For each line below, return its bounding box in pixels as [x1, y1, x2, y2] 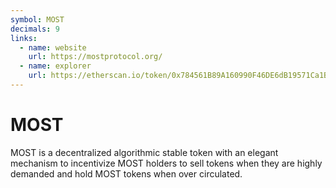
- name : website [19, 42, 87, 53]
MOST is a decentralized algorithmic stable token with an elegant [10, 146, 279, 158]
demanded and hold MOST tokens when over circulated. [10, 167, 243, 180]
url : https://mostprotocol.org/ [28, 52, 163, 62]
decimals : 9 [10, 24, 60, 34]
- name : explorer [19, 61, 92, 71]
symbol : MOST [10, 14, 65, 25]
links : [10, 33, 38, 43]
